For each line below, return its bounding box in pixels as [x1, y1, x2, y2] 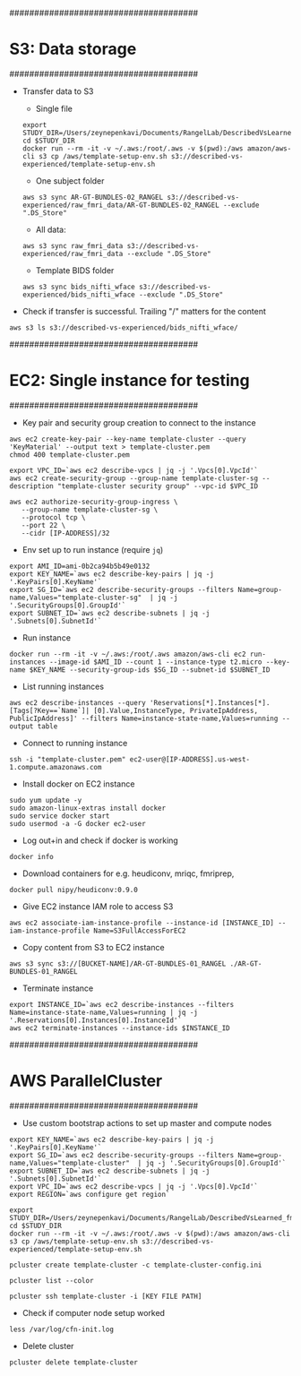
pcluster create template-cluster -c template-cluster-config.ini [9, 1260, 262, 1269]
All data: [35, 224, 66, 235]
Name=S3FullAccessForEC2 [93, 926, 186, 935]
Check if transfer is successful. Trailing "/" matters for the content [21, 305, 266, 316]
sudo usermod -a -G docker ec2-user [9, 819, 146, 828]
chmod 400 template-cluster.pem [9, 450, 130, 460]
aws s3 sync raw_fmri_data [21, 241, 124, 250]
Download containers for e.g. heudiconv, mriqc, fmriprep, [21, 868, 235, 879]
